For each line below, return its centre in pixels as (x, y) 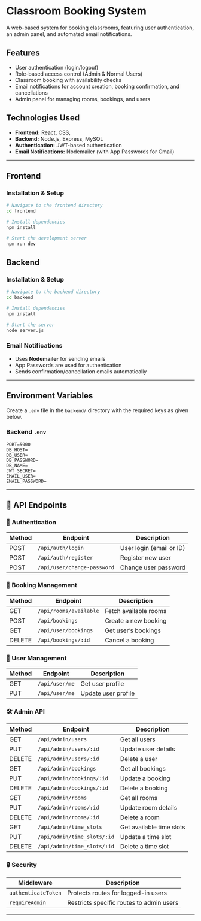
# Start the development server (46, 238)
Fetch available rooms (135, 611)
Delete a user (139, 759)
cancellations (31, 93)
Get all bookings (143, 769)
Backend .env (26, 432)
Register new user (146, 557)
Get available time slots (153, 827)
